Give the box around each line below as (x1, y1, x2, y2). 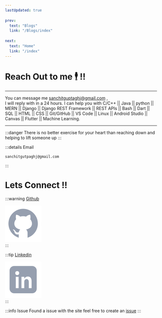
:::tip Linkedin (5, 252, 32, 257)
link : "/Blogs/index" (9, 28, 53, 33)
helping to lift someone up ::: (5, 135, 62, 141)
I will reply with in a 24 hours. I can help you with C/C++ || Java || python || (5, 100, 154, 106)
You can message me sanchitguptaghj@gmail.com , (5, 95, 108, 101)
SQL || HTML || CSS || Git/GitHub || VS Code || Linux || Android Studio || (5, 111, 148, 116)
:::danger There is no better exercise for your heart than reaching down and (5, 129, 155, 135)
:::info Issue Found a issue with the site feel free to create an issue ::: (5, 308, 141, 314)
